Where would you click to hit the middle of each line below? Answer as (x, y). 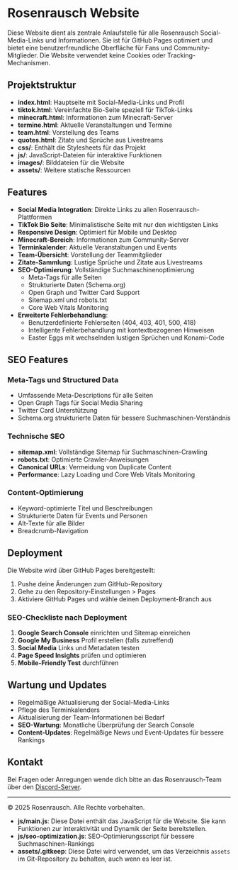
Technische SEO (36, 436)
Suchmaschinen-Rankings (56, 843)
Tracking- (182, 55)
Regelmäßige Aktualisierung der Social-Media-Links (93, 702)
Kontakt (25, 763)
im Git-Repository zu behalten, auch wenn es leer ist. (95, 859)
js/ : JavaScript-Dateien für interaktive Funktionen (90, 155)
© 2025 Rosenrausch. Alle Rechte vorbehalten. (76, 807)
